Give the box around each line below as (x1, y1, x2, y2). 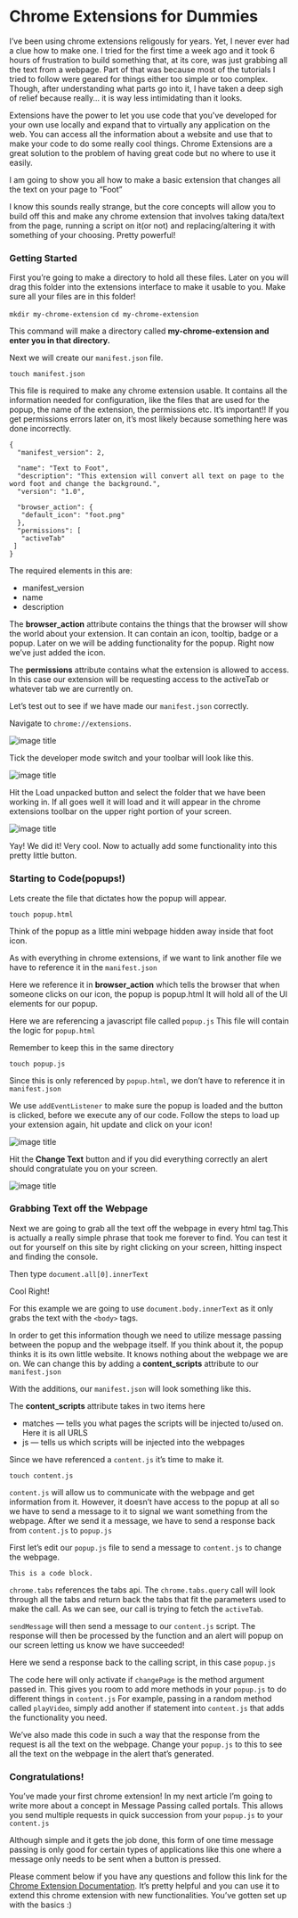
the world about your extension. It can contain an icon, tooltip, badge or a (9, 629, 278, 639)
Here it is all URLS (21, 1427, 89, 1437)
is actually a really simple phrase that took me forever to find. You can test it (9, 1232, 287, 1243)
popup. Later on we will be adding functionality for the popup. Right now (9, 638, 275, 648)
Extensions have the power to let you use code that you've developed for (9, 110, 278, 120)
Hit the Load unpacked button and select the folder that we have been (9, 787, 266, 798)
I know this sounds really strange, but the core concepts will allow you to (9, 201, 276, 211)
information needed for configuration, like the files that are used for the (9, 395, 270, 406)
